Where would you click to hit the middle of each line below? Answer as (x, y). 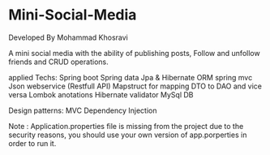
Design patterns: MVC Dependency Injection (83, 110)
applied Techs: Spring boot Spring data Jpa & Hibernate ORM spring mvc (131, 77)
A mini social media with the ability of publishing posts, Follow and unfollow (135, 53)
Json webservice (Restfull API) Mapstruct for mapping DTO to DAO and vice (135, 86)
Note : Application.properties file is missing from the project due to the (126, 126)
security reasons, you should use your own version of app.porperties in (128, 135)
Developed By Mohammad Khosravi (68, 37)
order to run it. (32, 143)
